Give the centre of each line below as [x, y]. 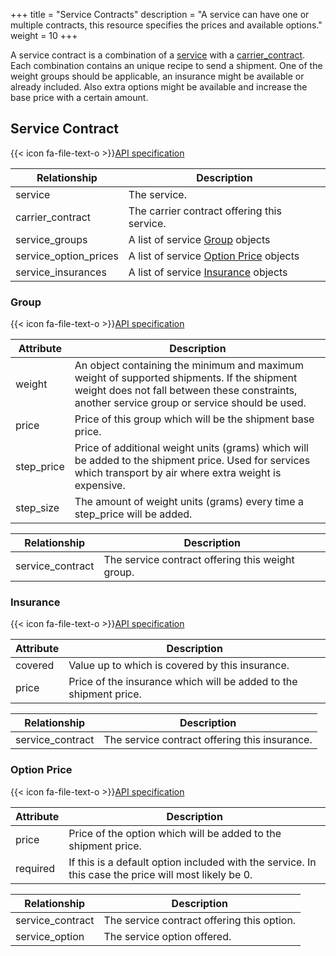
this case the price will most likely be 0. [160, 874]
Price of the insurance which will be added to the [183, 682]
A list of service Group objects [199, 239]
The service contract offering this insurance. [208, 740]
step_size [37, 508]
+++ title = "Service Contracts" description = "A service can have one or [160, 14]
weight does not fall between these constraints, [186, 391]
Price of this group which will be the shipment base [194, 419]
